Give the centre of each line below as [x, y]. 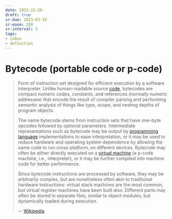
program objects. [36, 110]
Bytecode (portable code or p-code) [84, 68]
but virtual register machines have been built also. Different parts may [92, 190]
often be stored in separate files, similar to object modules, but [84, 195]
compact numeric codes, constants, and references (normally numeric [92, 94]
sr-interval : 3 [22, 29]
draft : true [18, 15]
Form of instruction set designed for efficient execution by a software [91, 83]
